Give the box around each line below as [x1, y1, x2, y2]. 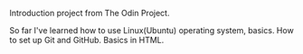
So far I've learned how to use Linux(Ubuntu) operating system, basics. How [9, 25, 294, 35]
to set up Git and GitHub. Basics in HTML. [9, 35, 165, 45]
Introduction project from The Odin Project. [9, 8, 170, 18]
